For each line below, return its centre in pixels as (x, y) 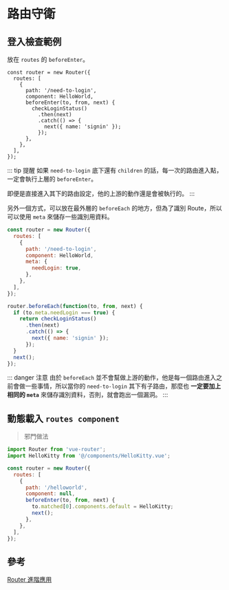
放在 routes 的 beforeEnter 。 (48, 59)
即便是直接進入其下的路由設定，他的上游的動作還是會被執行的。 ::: (101, 194)
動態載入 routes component (63, 418)
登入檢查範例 (34, 42)
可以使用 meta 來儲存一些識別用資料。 (60, 217)
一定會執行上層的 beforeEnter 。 (52, 179)
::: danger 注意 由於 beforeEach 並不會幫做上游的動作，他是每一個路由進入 (112, 378)
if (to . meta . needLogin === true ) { (64, 313)
